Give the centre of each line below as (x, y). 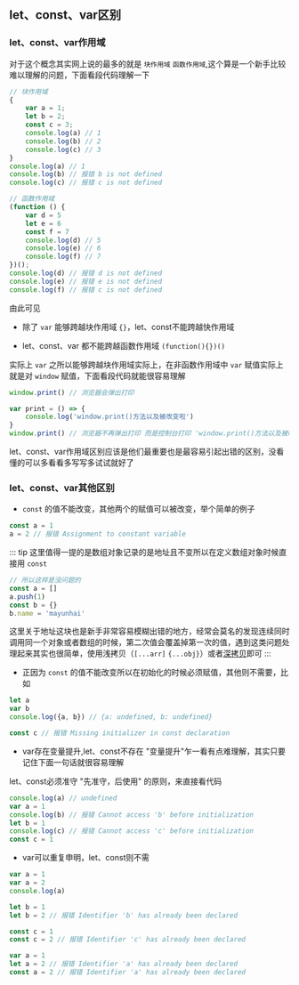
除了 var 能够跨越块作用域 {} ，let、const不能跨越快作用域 (128, 327)
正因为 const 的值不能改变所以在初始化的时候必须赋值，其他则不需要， (151, 673)
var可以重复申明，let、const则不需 (85, 858)
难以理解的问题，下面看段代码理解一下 (79, 75)
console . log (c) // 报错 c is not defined (86, 183)
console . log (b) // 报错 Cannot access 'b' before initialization (132, 815)
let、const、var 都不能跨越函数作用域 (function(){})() (123, 345)
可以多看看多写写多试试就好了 (79, 463)
